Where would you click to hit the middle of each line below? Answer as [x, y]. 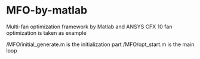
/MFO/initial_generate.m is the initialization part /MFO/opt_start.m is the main [100, 44]
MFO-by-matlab [47, 10]
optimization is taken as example [46, 32]
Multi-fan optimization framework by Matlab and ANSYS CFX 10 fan [89, 27]
